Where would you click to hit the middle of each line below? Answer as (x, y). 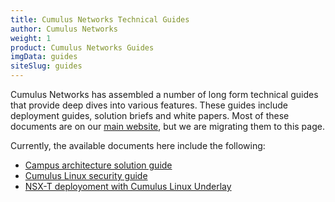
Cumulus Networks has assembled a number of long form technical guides (164, 94)
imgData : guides (44, 57)
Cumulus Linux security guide (86, 175)
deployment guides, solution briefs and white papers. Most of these (150, 115)
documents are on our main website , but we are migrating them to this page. (167, 126)
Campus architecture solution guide (98, 165)
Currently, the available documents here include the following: (138, 145)
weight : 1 (31, 38)
